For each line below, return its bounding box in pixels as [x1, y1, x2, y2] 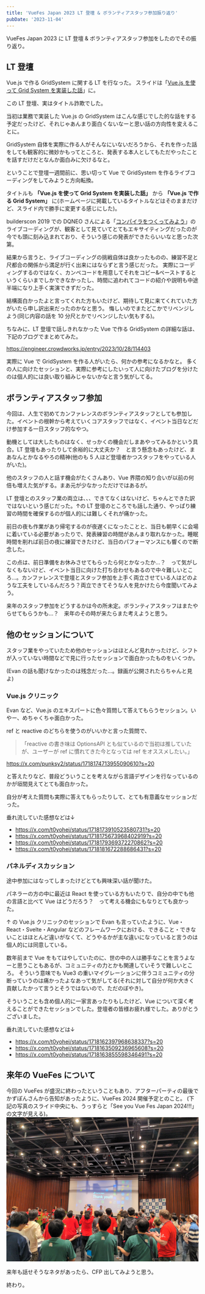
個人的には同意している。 [6, 941, 71, 948]
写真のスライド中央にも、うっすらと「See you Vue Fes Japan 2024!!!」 [16, 1102, 197, 1110]
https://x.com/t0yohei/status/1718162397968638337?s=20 [15, 1038, 164, 1045]
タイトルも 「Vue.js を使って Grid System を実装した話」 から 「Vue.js [6, 190, 187, 197]
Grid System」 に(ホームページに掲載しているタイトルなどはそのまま [13, 197, 187, 204]
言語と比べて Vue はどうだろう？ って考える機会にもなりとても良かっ [11, 897, 189, 905]
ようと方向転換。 [54, 177, 97, 184]
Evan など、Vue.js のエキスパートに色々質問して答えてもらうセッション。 [6, 706, 191, 714]
